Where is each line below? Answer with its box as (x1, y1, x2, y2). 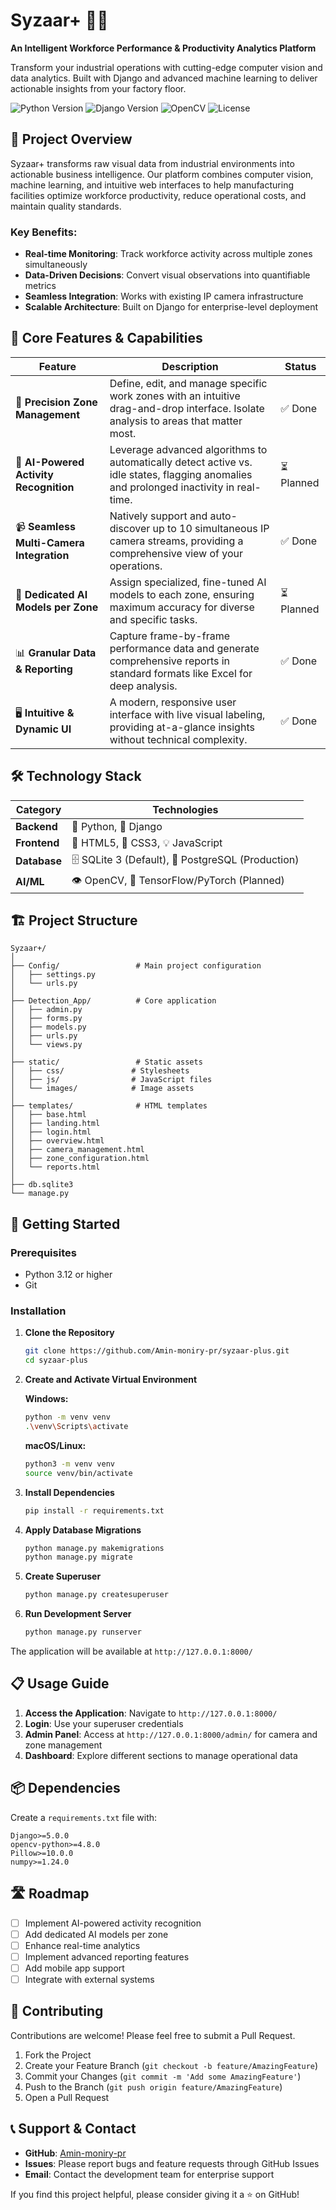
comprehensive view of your (109, 546, 244, 560)
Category (15, 802, 62, 816)
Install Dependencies (24, 1486, 115, 1498)
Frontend (15, 835, 60, 849)
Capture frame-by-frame (109, 629, 230, 643)
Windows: (24, 1393, 69, 1405)
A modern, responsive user (109, 695, 237, 709)
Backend (15, 819, 58, 833)
